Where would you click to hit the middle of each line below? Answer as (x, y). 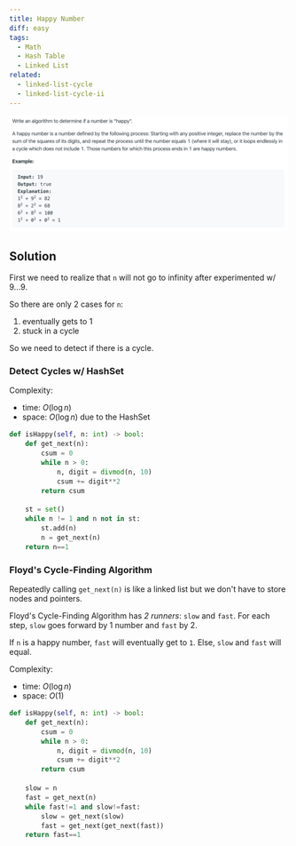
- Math (29, 47)
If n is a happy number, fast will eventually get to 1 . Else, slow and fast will (145, 642)
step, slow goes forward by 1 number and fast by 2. (103, 626)
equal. (21, 652)
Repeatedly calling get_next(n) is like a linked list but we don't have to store (148, 589)
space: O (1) (43, 696)
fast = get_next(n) (61, 797)
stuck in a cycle (51, 331)
